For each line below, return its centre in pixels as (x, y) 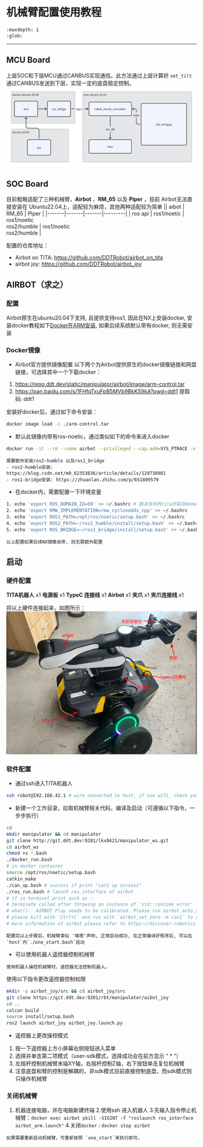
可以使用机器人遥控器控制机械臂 (55, 954)
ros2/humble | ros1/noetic (38, 227)
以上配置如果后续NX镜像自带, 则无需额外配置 (54, 542)
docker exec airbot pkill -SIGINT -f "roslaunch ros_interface (112, 1118)
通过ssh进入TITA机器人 (44, 784)
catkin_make (21, 879)
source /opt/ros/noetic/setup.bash (51, 873)
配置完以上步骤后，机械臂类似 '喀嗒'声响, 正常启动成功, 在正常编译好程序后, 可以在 (99, 936)
